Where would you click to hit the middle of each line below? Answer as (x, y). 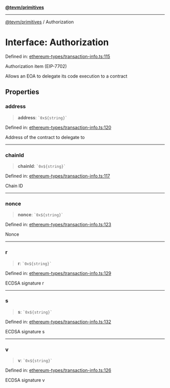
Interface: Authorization (57, 42)
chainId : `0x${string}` (42, 166)
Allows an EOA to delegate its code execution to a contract (66, 76)
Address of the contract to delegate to (45, 137)
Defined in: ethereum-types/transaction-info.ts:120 (58, 127)
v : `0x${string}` (35, 361)
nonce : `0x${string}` (40, 215)
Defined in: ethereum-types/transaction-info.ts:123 (58, 225)
